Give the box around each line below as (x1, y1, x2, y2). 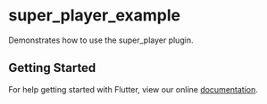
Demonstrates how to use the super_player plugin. (8, 35, 194, 45)
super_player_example (8, 5, 180, 26)
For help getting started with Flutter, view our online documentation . (8, 84, 258, 94)
